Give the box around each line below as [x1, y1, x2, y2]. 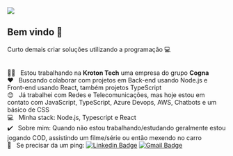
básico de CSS [7, 105, 50, 114]
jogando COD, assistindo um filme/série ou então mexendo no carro [7, 133, 202, 141]
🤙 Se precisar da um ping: [7, 141, 85, 149]
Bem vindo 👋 [7, 26, 63, 38]
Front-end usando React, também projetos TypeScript [7, 83, 162, 92]
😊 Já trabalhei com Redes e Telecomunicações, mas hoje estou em [7, 90, 205, 99]
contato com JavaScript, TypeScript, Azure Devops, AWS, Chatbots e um [7, 98, 217, 106]
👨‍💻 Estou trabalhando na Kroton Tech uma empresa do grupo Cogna [7, 69, 209, 77]
